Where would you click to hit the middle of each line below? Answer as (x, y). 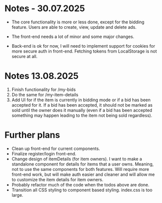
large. (17, 195)
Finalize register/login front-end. (44, 153)
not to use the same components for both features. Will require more (80, 169)
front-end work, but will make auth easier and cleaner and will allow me (83, 174)
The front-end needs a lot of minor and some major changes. (73, 37)
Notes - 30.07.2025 (45, 9)
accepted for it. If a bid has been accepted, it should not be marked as (82, 105)
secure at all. (24, 56)
